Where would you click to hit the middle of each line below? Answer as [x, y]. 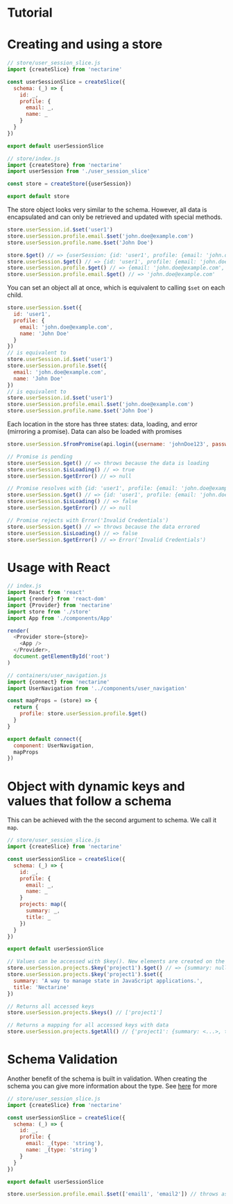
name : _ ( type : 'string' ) [61, 1150]
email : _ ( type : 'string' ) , [64, 1144]
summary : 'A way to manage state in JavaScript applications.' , [108, 981]
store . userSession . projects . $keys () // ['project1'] [85, 1013]
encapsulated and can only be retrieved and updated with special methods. [115, 217]
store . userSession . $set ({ [44, 308]
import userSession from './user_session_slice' [79, 171]
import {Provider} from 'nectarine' [60, 605]
